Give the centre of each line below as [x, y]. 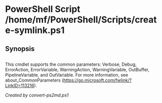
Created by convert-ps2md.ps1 [37, 95]
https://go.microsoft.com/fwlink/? [98, 80]
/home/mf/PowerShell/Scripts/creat [81, 20]
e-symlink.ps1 [35, 30]
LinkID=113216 [20, 85]
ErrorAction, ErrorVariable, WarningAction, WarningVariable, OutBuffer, [77, 69]
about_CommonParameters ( [34, 80]
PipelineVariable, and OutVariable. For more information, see [67, 75]
